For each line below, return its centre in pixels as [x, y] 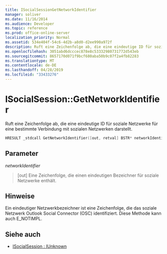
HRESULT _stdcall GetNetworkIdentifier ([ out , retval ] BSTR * [69, 138]
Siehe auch [23, 234]
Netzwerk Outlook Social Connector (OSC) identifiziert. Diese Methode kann [83, 213]
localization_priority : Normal [38, 38]
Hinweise [20, 196]
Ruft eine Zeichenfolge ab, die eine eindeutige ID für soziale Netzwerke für [82, 124]
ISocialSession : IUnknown [40, 247]
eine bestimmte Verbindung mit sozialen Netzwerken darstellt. [69, 129]
